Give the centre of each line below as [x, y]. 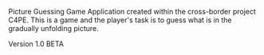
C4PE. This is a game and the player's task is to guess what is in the [120, 20]
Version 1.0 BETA [36, 44]
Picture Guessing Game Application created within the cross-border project [132, 12]
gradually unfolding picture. [54, 28]
